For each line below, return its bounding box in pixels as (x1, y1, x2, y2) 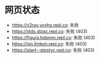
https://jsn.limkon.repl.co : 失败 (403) (11, 40, 87, 46)
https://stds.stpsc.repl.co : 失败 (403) (11, 28, 88, 34)
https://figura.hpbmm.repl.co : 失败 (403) (11, 34, 96, 40)
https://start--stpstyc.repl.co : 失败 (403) (11, 47, 95, 53)
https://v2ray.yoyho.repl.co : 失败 (11, 22, 79, 28)
